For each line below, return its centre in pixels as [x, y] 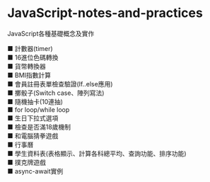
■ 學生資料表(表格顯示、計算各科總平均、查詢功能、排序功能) [97, 153]
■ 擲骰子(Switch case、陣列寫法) [56, 93]
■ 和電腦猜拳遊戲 [33, 135]
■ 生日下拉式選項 [33, 118]
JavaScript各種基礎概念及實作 [51, 33]
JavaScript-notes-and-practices [105, 13]
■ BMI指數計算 [29, 75]
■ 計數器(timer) [30, 48]
